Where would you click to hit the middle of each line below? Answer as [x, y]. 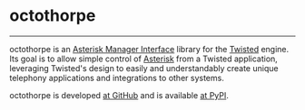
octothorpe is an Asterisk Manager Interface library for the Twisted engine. [149, 49]
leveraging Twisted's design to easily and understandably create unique [144, 68]
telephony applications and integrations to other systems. [117, 78]
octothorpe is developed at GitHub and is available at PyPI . [119, 95]
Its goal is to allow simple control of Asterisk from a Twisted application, [144, 59]
